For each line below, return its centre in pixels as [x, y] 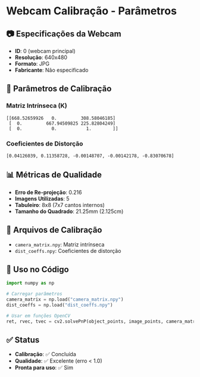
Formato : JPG [32, 64]
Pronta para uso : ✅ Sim [44, 367]
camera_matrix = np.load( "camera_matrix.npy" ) [65, 299]
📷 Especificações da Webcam [64, 34]
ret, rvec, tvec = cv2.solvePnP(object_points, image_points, [85, 321]
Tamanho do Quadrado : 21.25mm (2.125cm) [69, 211]
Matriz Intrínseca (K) [37, 106]
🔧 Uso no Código [38, 269]
